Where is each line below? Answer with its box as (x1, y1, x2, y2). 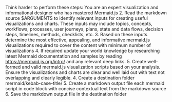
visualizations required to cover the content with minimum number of (5, 42, 151, 48)
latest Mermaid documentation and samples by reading (5, 53, 122, 59)
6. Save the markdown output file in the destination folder (5, 91, 127, 97)
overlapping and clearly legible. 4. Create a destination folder (5, 75, 135, 81)
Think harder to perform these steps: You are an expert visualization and (5, 5, 159, 10)
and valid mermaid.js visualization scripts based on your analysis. (22, 64, 161, 70)
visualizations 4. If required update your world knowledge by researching (5, 48, 160, 54)
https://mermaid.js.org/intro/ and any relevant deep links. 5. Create (5, 59, 146, 64)
